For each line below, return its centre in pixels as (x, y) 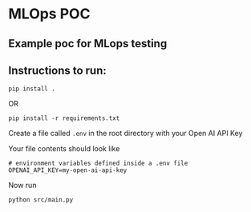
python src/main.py (41, 200)
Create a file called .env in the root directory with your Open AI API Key (125, 134)
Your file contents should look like (64, 149)
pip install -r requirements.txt (64, 118)
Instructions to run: (57, 70)
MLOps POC (49, 14)
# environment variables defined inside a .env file (98, 164)
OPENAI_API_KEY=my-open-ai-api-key (68, 170)
